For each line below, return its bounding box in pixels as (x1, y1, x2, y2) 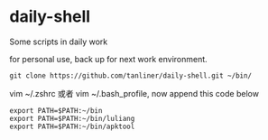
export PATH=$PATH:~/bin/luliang (9, 114, 135, 123)
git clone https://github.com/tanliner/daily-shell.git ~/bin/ (9, 70, 253, 80)
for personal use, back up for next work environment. (9, 53, 208, 64)
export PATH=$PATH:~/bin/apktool (9, 122, 135, 131)
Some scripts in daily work (9, 36, 108, 47)
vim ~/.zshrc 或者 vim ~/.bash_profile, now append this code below (9, 88, 260, 98)
